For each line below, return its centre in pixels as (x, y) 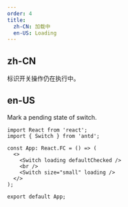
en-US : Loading (35, 33)
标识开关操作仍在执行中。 (43, 79)
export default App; (37, 197)
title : (17, 20)
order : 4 (20, 13)
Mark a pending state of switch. (52, 117)
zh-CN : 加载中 (32, 26)
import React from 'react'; (47, 130)
